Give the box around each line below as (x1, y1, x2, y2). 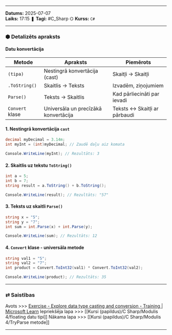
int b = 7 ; (5, 178, 29, 184)
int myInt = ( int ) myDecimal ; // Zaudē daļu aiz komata (5, 142, 125, 147)
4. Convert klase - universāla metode (5, 244, 84, 251)
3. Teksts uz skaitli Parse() (5, 203, 63, 210)
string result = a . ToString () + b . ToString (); (5, 183, 106, 188)
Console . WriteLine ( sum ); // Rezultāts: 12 (5, 233, 97, 238)
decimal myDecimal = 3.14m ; (5, 137, 66, 142)
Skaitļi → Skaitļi (112, 71, 149, 78)
